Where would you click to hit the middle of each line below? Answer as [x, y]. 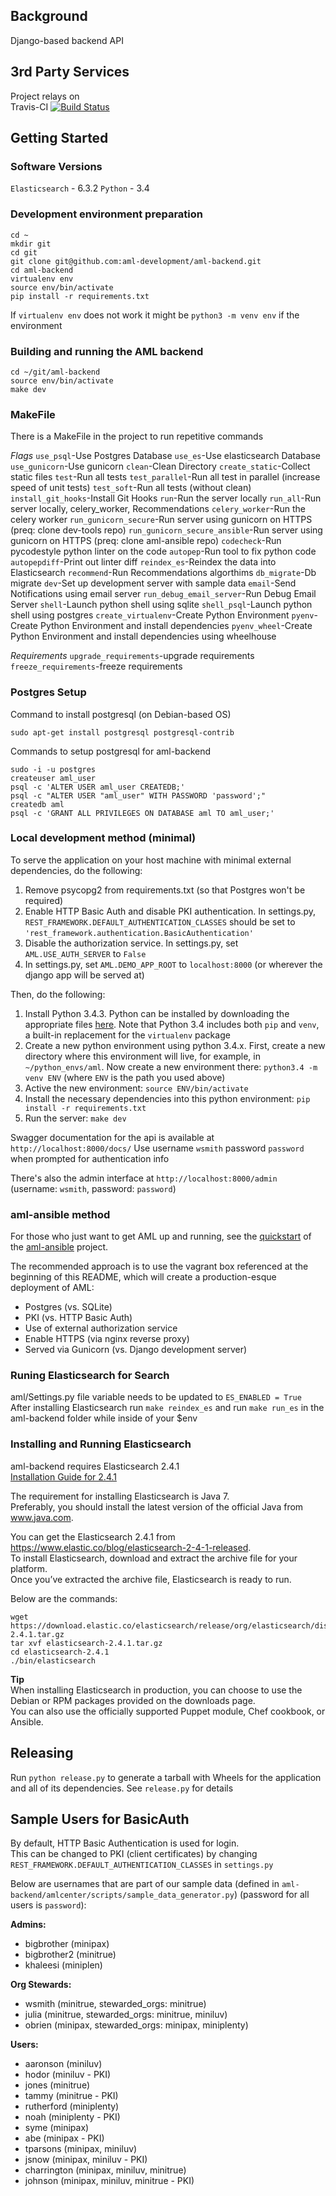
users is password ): [48, 1905]
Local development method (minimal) [103, 838]
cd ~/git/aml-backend [55, 372]
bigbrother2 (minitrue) [70, 1955]
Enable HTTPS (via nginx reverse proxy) [107, 1339]
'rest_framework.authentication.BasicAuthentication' [139, 933]
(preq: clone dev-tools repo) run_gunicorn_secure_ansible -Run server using [166, 530]
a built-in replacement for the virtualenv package [127, 1035]
